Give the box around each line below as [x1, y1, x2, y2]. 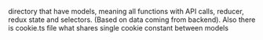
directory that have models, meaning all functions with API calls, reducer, [8, 7, 245, 16]
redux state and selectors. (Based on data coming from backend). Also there [8, 15, 256, 24]
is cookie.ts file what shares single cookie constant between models [8, 24, 229, 32]
